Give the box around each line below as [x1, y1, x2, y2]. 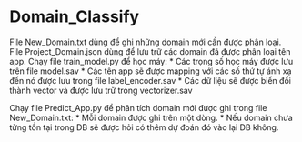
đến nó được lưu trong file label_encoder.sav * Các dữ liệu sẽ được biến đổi [9, 75, 291, 86]
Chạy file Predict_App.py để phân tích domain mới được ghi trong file [9, 102, 267, 113]
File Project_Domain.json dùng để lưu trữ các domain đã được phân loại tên [9, 46, 291, 56]
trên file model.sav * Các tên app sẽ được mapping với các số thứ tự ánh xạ [9, 66, 292, 76]
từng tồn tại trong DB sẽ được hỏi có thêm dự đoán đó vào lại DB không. [9, 121, 279, 133]
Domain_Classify [9, 6, 139, 27]
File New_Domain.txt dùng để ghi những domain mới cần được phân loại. [9, 36, 282, 47]
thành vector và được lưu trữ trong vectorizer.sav [9, 85, 193, 96]
